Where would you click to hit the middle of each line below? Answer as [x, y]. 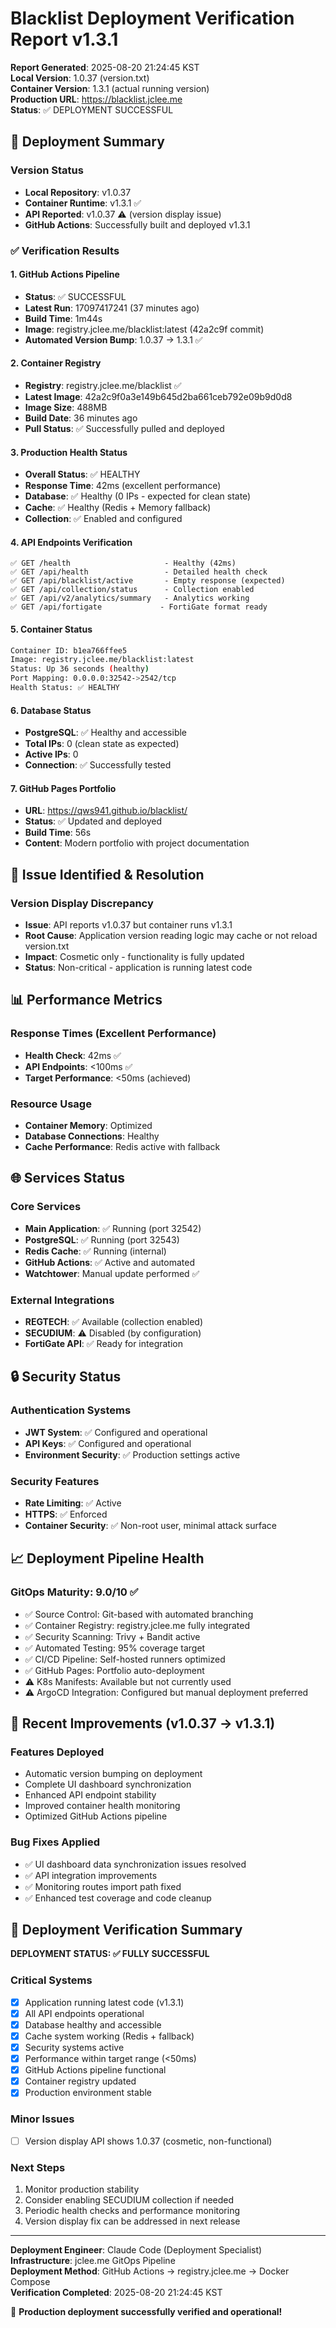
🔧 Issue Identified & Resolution [107, 874]
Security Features [55, 1481]
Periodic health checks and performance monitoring [132, 2210]
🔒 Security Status [66, 1377]
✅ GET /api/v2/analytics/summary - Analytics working [130, 598]
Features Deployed [57, 1752]
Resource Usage [51, 1104]
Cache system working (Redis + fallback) [109, 2036]
